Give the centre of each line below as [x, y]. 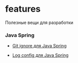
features [23, 9]
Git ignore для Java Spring [39, 46]
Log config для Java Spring [40, 55]
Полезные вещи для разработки [39, 22]
